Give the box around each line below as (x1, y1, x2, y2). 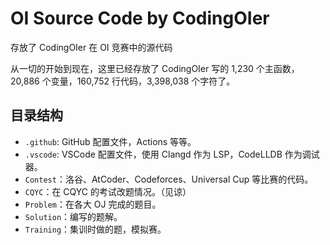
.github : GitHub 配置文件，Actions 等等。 (24, 135, 197, 147)
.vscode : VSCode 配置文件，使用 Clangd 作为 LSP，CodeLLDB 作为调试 (24, 148, 320, 160)
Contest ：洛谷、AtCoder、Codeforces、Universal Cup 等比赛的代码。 (24, 173, 314, 185)
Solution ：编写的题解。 (24, 210, 123, 222)
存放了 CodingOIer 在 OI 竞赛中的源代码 (10, 41, 173, 53)
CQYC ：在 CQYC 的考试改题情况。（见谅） (24, 185, 192, 197)
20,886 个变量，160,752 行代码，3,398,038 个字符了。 (10, 75, 236, 87)
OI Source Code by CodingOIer (10, 7, 270, 30)
